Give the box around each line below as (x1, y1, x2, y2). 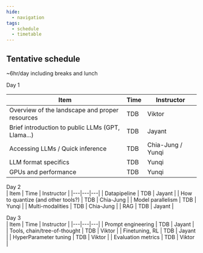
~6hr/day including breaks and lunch (6, 69, 98, 77)
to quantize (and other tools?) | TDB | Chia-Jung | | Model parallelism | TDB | (6, 196, 196, 203)
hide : (6, 8, 20, 15)
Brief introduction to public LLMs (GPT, (9, 123, 120, 132)
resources (9, 113, 38, 121)
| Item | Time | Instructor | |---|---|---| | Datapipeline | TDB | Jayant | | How (6, 190, 192, 197)
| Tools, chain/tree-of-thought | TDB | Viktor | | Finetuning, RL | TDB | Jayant (6, 227, 196, 234)
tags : (6, 20, 20, 26)
